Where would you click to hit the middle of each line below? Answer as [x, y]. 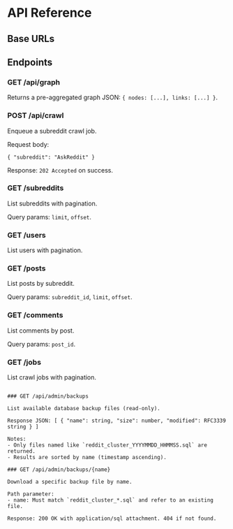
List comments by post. [41, 331]
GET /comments [35, 315]
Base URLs [31, 39]
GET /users [27, 235]
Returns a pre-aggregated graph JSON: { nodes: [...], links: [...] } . [113, 97]
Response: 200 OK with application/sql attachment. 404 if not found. [112, 519]
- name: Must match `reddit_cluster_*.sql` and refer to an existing [111, 500]
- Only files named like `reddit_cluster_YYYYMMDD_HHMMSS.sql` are [107, 445]
